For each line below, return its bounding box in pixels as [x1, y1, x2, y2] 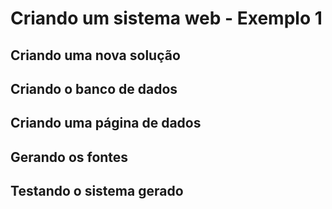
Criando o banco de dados [10, 80, 178, 97]
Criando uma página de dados [10, 115, 202, 132]
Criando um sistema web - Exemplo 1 [10, 7, 323, 30]
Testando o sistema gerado [10, 183, 184, 200]
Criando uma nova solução [10, 47, 181, 64]
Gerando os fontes [10, 148, 129, 166]
